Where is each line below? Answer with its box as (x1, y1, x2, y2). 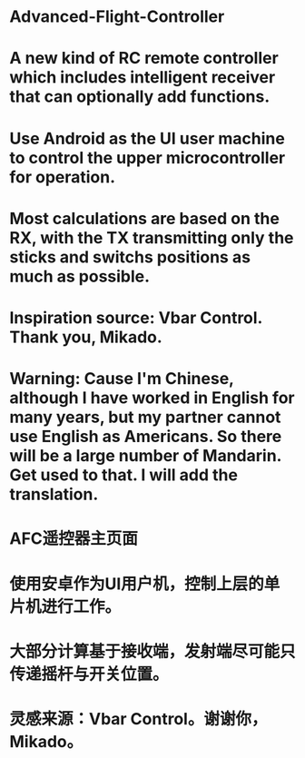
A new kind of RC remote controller (9, 48, 279, 69)
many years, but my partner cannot (9, 407, 281, 428)
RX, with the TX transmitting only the (9, 227, 294, 248)
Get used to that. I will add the (9, 465, 239, 486)
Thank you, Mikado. (9, 327, 163, 347)
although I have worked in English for (9, 388, 295, 409)
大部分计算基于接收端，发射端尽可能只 (9, 641, 297, 662)
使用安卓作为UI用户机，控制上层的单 (9, 574, 280, 594)
